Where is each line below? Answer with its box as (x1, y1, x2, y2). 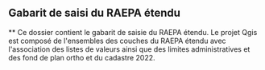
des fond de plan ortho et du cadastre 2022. (8, 52, 155, 62)
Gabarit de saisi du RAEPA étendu (8, 6, 181, 20)
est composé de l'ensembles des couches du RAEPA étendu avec (8, 36, 227, 45)
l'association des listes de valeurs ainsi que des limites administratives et (8, 44, 251, 54)
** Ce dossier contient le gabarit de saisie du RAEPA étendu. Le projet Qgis (8, 27, 258, 37)
